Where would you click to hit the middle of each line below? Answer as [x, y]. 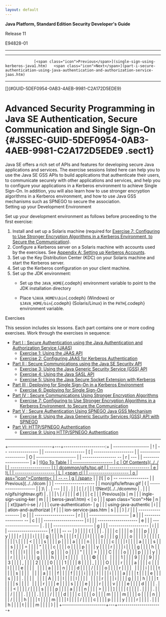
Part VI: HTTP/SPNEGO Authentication [51, 427]
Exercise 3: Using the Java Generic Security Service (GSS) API [83, 369]
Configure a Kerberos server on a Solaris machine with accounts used [84, 247]
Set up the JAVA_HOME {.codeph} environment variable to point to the [88, 283]
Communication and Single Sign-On [80, 129]
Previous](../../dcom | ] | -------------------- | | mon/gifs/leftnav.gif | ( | [77, 483]
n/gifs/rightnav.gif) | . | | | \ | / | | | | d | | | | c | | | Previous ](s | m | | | [73, 494]
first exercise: [19, 221]
